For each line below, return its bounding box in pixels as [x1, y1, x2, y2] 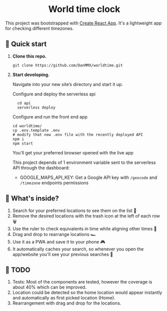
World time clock [48, 3, 120, 15]
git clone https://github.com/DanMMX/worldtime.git [12, 62, 123, 68]
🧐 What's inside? [5, 194, 59, 203]
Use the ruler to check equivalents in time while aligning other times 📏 [12, 225, 157, 231]
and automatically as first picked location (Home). [12, 295, 115, 301]
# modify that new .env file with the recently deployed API [12, 132, 143, 137]
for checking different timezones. [5, 25, 74, 31]
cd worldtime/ [12, 123, 42, 128]
